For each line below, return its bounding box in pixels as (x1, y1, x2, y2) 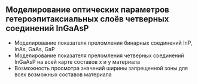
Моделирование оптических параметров (5, 5, 170, 15)
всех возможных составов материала (14, 71, 112, 78)
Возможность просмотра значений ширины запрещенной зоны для (14, 64, 188, 71)
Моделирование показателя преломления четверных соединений (14, 52, 185, 59)
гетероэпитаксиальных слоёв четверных (5, 14, 169, 24)
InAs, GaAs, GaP (14, 45, 55, 52)
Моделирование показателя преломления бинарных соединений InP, (14, 39, 193, 46)
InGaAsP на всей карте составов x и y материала (14, 58, 141, 65)
